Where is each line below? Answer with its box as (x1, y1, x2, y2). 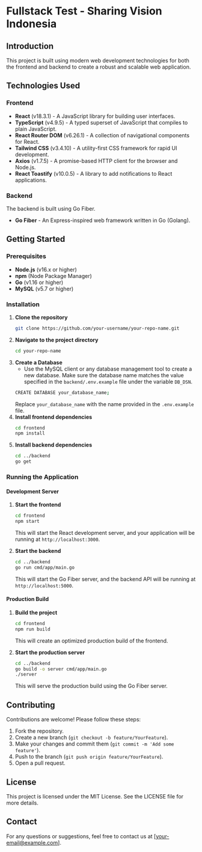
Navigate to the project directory (14, 336, 99, 344)
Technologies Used (6, 81, 80, 91)
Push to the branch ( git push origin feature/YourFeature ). (14, 753, 164, 761)
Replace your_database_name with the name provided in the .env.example (14, 400, 194, 407)
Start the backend (14, 547, 61, 554)
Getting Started (6, 234, 66, 244)
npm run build (14, 626, 50, 632)
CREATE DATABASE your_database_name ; (14, 389, 110, 395)
